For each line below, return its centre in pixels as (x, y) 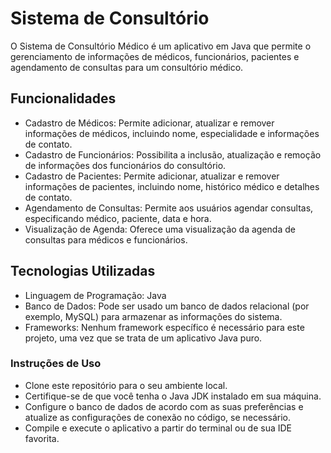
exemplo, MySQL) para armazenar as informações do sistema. (153, 316)
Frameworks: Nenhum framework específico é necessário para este (164, 327)
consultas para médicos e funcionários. (106, 239)
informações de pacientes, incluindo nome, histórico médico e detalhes (172, 186)
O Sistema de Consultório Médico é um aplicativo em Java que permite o (161, 46)
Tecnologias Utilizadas (83, 271)
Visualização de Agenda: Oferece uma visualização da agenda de (160, 229)
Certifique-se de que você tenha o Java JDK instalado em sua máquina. (173, 396)
